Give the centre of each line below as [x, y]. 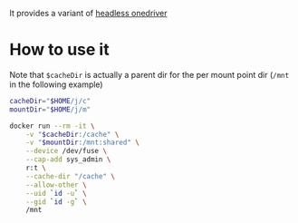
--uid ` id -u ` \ [57, 193]
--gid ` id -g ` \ [57, 202]
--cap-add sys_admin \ [68, 160]
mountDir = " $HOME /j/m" [50, 109]
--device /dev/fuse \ [66, 151]
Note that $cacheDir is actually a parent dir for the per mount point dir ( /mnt [149, 74]
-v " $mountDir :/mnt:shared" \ [83, 143]
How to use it [60, 50]
